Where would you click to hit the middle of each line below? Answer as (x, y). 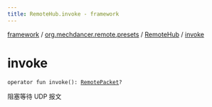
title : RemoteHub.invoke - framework (63, 14)
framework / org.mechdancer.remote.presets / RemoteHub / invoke (106, 34)
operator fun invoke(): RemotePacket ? (65, 82)
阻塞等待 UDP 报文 (35, 96)
